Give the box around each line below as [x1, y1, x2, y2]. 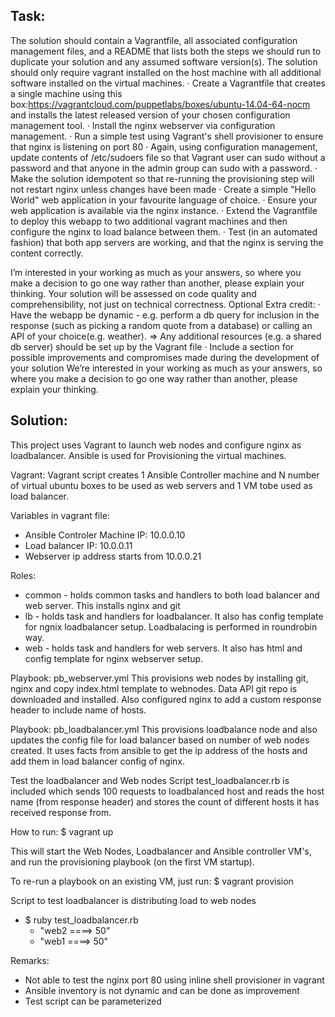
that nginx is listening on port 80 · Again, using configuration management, [10, 140, 318, 153]
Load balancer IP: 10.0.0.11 [24, 539, 133, 551]
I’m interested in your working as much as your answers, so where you [10, 266, 302, 278]
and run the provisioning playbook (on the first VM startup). [10, 855, 255, 868]
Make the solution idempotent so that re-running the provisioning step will [10, 172, 315, 184]
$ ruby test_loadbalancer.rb [24, 914, 139, 926]
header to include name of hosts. [10, 704, 147, 716]
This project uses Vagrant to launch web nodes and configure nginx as [10, 439, 302, 451]
